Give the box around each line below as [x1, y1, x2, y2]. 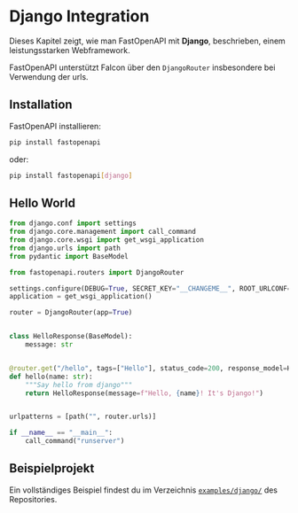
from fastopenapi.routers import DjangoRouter [9, 268, 184, 276]
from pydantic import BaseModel [9, 252, 129, 260]
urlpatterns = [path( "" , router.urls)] [9, 412, 157, 422]
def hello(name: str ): [9, 372, 93, 381]
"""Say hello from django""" [25, 380, 133, 389]
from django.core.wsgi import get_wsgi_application [9, 236, 204, 245]
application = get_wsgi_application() [9, 292, 153, 301]
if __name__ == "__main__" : [9, 428, 114, 438]
